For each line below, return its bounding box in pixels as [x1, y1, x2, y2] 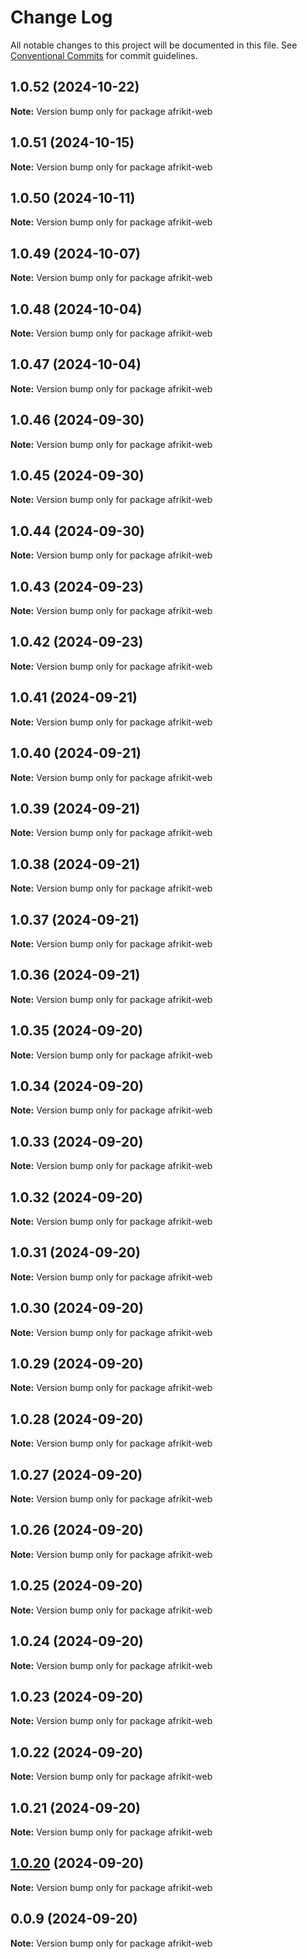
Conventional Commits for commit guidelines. [10, 49, 198, 61]
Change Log [10, 6, 113, 29]
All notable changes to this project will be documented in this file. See [10, 39, 298, 51]
